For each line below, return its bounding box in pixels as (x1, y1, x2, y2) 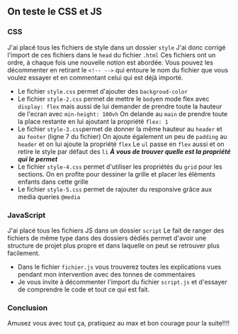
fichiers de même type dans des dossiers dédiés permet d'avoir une (7, 233, 207, 242)
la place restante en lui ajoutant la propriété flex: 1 (17, 117, 169, 126)
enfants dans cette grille (17, 177, 89, 186)
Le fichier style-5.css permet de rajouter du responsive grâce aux (17, 184, 212, 194)
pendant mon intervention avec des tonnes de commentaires (17, 269, 196, 279)
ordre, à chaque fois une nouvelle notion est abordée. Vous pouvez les (7, 58, 214, 67)
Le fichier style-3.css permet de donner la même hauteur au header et (17, 124, 223, 133)
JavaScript (7, 210, 46, 220)
